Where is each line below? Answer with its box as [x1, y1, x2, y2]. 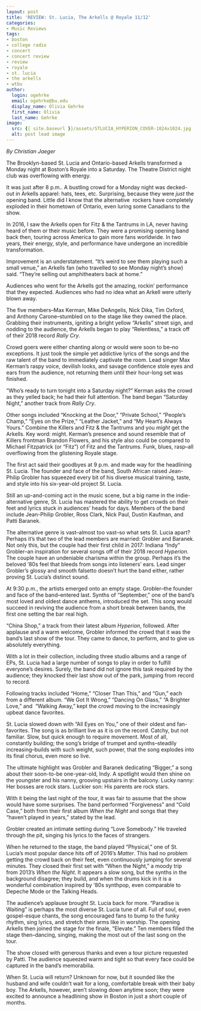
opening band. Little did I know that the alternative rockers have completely [6, 196, 193, 204]
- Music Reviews [6, 25, 47, 32]
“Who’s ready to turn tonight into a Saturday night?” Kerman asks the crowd [6, 387, 193, 394]
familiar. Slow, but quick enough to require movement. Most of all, [6, 733, 168, 740]
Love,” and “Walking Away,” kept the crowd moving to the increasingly [6, 702, 181, 710]
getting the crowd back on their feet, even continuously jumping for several [6, 856, 191, 863]
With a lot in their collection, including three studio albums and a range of [6, 652, 187, 659]
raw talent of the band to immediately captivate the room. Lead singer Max [6, 356, 190, 363]
